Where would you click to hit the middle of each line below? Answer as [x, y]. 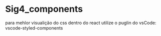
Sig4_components [44, 9]
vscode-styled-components [34, 28]
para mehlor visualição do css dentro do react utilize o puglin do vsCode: [81, 23]
